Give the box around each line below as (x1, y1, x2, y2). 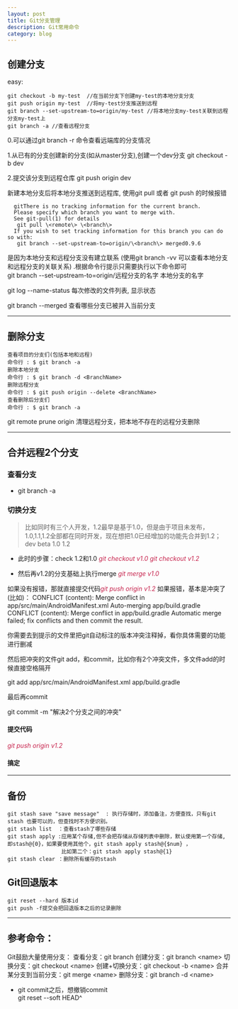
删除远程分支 (7, 381, 40, 389)
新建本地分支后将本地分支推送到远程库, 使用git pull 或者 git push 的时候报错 (7, 189, 227, 197)
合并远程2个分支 (7, 447, 79, 459)
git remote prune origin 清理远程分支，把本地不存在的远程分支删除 (7, 417, 200, 425)
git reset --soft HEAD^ (17, 993, 83, 1002)
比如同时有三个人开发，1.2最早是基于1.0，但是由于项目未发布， (24, 523, 209, 531)
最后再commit (7, 692, 48, 701)
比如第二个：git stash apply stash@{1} (61, 848, 173, 855)
